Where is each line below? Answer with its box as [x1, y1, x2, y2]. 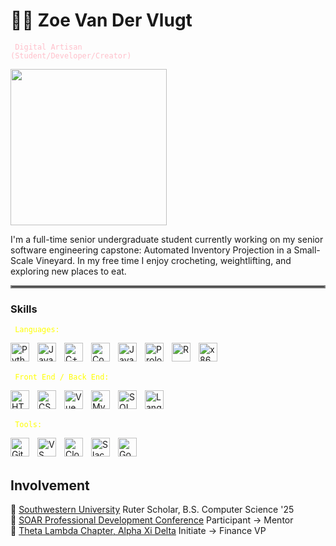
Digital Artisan [14, 42, 83, 52]
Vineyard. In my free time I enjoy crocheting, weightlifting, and [35, 254, 292, 266]
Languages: [14, 325, 60, 335]
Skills [10, 302, 38, 316]
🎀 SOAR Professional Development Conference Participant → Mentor [10, 514, 294, 526]
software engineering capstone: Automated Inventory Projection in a [10, 244, 292, 256]
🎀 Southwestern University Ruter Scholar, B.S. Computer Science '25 [10, 504, 295, 516]
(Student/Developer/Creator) [10, 50, 132, 61]
